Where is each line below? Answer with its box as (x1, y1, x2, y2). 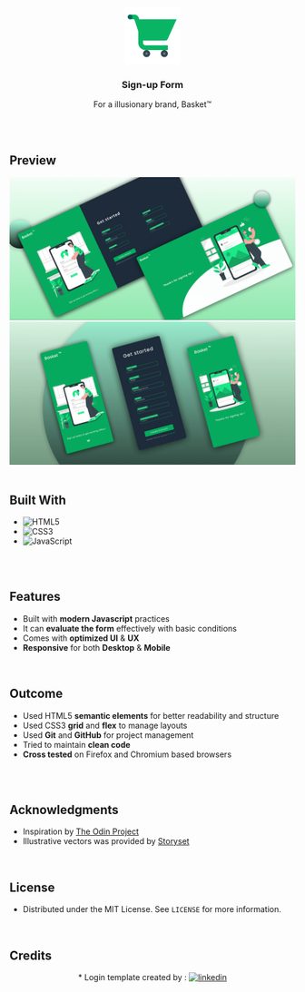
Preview (9, 152, 57, 168)
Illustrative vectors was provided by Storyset (22, 836, 190, 847)
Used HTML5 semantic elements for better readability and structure (22, 710, 280, 721)
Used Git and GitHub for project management (22, 729, 194, 741)
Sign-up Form (121, 78, 184, 91)
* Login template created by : (78, 971, 188, 982)
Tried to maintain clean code (22, 739, 131, 750)
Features (9, 589, 61, 604)
